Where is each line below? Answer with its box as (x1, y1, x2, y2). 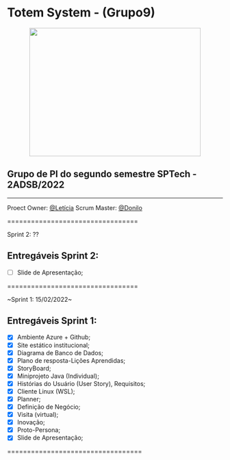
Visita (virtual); (16, 411, 59, 419)
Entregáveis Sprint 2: (7, 250, 99, 261)
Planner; (16, 395, 41, 403)
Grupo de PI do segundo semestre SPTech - (7, 168, 197, 180)
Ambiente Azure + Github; (16, 333, 91, 342)
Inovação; (16, 418, 46, 426)
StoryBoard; (16, 364, 51, 372)
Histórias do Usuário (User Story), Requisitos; (16, 379, 146, 387)
